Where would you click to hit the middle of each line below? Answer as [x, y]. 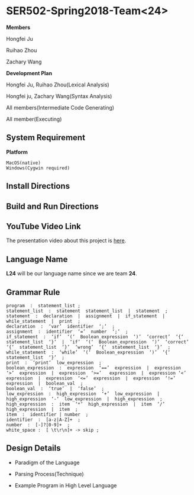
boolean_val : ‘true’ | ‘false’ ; [55, 388]
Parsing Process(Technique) [49, 474]
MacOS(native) [24, 163]
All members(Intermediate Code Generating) [60, 107]
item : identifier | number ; [47, 414]
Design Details [33, 448]
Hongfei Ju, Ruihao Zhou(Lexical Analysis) [58, 85]
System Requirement [46, 138]
